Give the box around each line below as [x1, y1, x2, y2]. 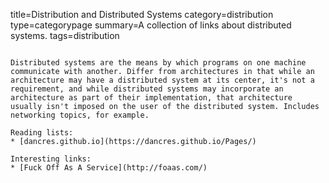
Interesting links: [10, 154, 92, 164]
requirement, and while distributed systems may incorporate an [10, 84, 284, 94]
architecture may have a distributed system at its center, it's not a [10, 75, 315, 85]
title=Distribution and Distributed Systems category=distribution [10, 9, 274, 20]
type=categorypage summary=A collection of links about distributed [10, 19, 292, 31]
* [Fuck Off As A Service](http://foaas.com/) [10, 163, 208, 173]
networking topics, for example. [10, 110, 150, 120]
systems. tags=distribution [10, 30, 120, 41]
